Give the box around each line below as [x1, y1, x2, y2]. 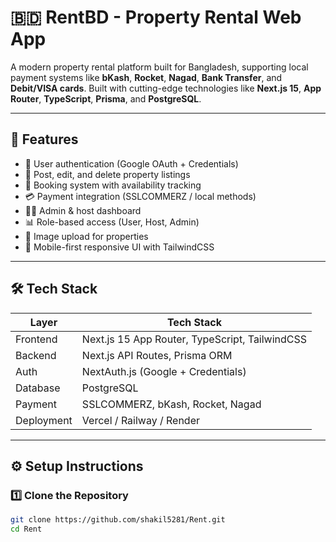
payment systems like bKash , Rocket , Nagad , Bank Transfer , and [10, 71, 283, 83]
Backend [15, 348, 57, 362]
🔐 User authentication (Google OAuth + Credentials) [24, 157, 239, 170]
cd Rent [10, 524, 43, 535]
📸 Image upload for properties [24, 230, 149, 242]
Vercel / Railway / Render [81, 413, 201, 427]
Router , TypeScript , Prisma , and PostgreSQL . [10, 92, 202, 105]
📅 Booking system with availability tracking [24, 179, 202, 191]
